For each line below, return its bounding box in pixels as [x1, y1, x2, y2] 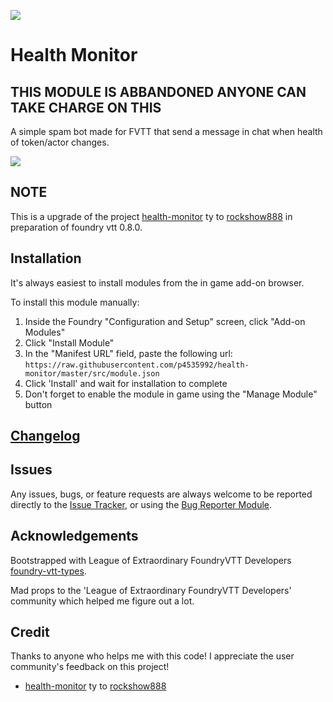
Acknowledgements [10, 528, 139, 545]
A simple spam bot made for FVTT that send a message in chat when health [10, 126, 323, 137]
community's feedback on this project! [10, 661, 170, 673]
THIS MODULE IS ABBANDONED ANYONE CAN [10, 83, 307, 100]
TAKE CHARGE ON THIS [10, 99, 162, 116]
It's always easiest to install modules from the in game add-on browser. [10, 276, 305, 289]
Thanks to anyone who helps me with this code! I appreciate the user [10, 650, 295, 662]
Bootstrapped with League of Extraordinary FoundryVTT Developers [10, 554, 292, 566]
